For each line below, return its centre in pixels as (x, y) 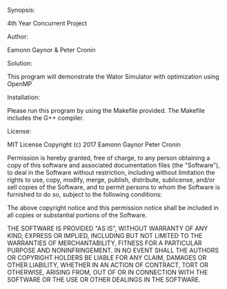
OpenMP (20, 84)
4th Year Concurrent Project (47, 23)
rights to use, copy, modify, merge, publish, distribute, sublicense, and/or (111, 180)
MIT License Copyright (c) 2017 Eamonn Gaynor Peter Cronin (94, 144)
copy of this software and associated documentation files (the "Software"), (114, 165)
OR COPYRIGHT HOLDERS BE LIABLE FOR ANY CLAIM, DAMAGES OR (107, 258)
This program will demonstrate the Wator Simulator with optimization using (113, 76)
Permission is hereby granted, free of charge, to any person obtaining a (109, 158)
